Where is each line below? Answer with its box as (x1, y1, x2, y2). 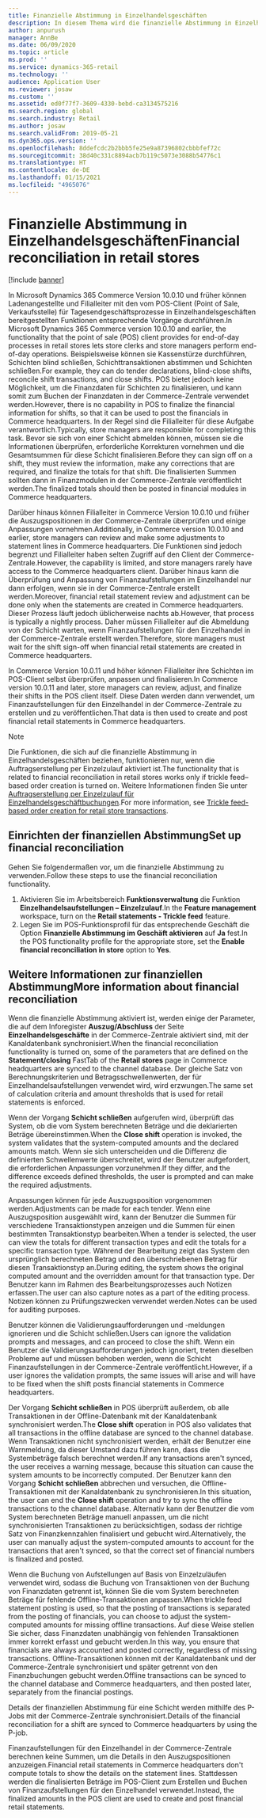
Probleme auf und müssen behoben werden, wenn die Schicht (8, 1354, 212, 1363)
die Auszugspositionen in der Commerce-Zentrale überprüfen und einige (8, 515, 246, 525)
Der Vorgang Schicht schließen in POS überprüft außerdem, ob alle (8, 1403, 230, 1413)
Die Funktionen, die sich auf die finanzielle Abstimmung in (8, 747, 198, 756)
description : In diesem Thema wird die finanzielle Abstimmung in (8, 19, 232, 27)
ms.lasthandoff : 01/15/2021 (8, 173, 101, 182)
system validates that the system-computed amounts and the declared (8, 1138, 239, 1148)
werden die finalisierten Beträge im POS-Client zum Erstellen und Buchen (8, 1777, 248, 1786)
